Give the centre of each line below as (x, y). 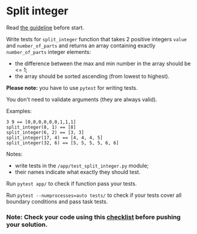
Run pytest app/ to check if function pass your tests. (72, 183)
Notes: (14, 154)
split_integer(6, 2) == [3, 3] (45, 132)
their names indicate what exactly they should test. (78, 172)
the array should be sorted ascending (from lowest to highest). (92, 76)
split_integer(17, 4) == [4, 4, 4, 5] (54, 138)
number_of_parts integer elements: (49, 51)
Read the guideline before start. (45, 28)
